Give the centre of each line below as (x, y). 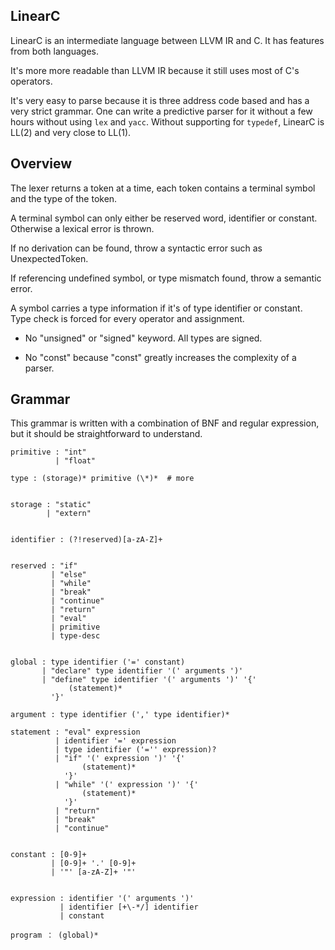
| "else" (68, 575)
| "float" (75, 461)
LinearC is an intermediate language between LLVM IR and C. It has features (167, 40)
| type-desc (75, 636)
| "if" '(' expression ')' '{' (120, 759)
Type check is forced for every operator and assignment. (127, 318)
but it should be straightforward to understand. (106, 434)
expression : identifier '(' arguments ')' (102, 899)
